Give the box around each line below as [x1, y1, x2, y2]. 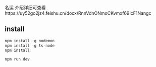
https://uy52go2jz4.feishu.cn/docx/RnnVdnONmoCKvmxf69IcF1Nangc [5, 10, 151, 16]
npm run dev [5, 57, 30, 62]
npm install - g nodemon [5, 38, 55, 43]
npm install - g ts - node [5, 43, 55, 48]
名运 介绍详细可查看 [5, 5, 46, 10]
